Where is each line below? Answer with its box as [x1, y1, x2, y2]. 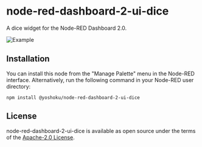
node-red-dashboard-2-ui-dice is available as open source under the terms [6, 127, 196, 134]
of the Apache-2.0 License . [6, 134, 75, 141]
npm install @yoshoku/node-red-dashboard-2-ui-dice [6, 94, 140, 101]
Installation [6, 53, 50, 64]
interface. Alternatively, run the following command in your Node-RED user [6, 76, 194, 83]
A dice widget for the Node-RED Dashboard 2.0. [6, 24, 127, 32]
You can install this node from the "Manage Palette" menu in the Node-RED [6, 70, 195, 77]
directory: [6, 83, 31, 90]
